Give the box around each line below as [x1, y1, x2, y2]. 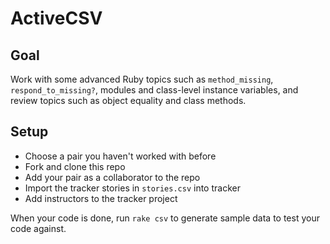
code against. [10, 222, 67, 234]
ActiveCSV [10, 7, 103, 30]
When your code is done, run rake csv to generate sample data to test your [10, 212, 320, 224]
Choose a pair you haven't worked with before [24, 150, 217, 162]
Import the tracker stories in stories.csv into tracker [24, 182, 241, 194]
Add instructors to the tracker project [24, 192, 178, 204]
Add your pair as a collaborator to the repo [24, 171, 201, 183]
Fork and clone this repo [24, 160, 126, 172]
